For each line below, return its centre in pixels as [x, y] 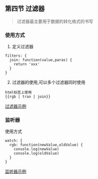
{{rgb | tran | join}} [28, 97]
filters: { [16, 56]
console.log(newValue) [36, 149]
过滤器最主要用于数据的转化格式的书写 [55, 21]
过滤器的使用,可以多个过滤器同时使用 [49, 82]
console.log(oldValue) [36, 154]
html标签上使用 [19, 93]
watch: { [14, 141]
